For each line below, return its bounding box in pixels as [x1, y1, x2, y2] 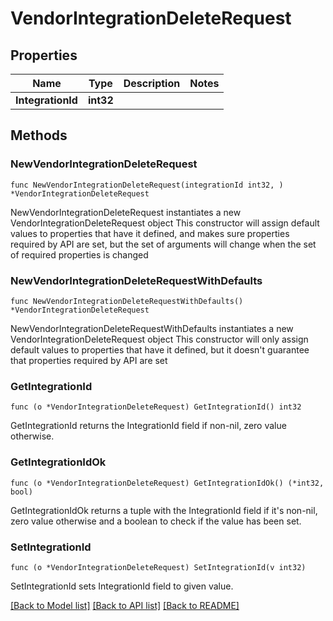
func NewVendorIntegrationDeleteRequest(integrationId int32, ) [10, 180, 284, 190]
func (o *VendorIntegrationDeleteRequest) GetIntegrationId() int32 [10, 402, 302, 412]
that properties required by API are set [10, 354, 168, 366]
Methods [10, 127, 68, 144]
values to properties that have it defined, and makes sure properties [10, 227, 290, 239]
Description [123, 77, 181, 90]
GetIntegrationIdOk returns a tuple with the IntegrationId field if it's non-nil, [10, 504, 318, 516]
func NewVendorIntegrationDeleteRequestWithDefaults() [10, 296, 244, 306]
